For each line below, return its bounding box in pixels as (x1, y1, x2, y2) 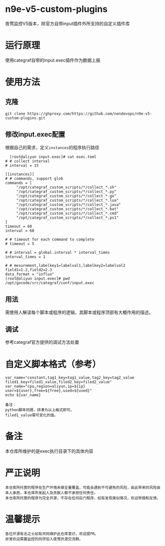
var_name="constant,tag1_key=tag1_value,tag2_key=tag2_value (5, 375, 135, 381)
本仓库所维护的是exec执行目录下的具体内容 (5, 448, 93, 454)
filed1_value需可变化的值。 (5, 413, 58, 418)
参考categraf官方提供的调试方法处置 (5, 339, 80, 345)
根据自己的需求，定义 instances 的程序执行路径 (5, 144, 99, 150)
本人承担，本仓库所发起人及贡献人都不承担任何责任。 (5, 490, 98, 495)
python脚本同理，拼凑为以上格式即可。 (5, 407, 75, 413)
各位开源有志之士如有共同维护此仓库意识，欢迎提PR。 (5, 532, 98, 537)
